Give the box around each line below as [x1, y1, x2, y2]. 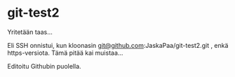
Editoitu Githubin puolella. [7, 62, 82, 70]
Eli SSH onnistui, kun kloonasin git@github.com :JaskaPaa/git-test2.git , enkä [7, 41, 229, 49]
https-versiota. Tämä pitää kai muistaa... [7, 49, 123, 57]
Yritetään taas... [7, 28, 53, 36]
